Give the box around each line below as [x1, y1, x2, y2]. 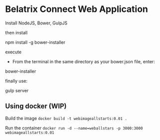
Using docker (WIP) [5, 102, 67, 111]
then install [5, 29, 28, 35]
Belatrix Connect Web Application [5, 3, 148, 15]
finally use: [5, 78, 28, 84]
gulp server [5, 87, 29, 93]
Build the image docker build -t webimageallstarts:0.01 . [5, 115, 128, 121]
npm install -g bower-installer [5, 39, 66, 45]
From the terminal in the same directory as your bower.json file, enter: [12, 58, 155, 64]
